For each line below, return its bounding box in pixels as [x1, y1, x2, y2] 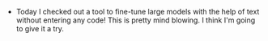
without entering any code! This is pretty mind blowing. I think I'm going [15, 15, 256, 25]
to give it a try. [15, 24, 65, 33]
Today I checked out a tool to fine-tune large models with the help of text [15, 7, 260, 16]
